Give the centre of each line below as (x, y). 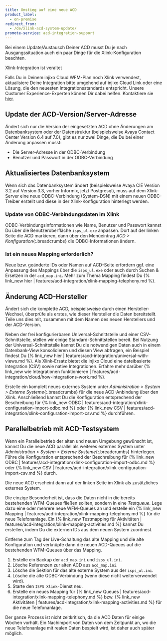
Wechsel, (15, 314)
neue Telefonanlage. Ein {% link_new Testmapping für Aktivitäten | (74, 519)
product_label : (21, 15)
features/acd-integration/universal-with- (107, 356)
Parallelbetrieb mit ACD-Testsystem (62, 429)
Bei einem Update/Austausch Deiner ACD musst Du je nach (66, 47)
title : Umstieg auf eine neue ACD (41, 10)
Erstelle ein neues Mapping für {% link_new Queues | (67, 591)
